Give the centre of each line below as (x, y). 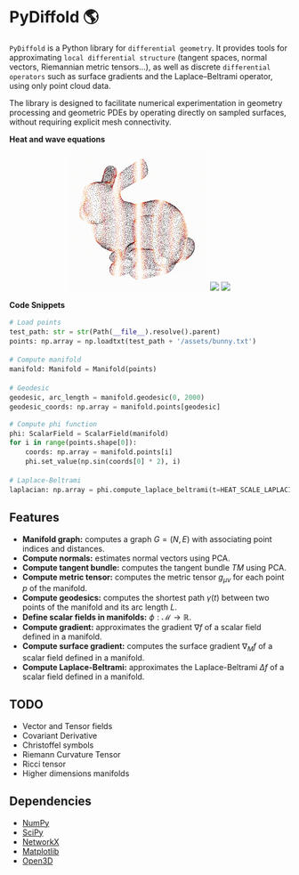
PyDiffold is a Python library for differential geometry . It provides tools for (148, 48)
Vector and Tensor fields (67, 725)
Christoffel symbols (58, 745)
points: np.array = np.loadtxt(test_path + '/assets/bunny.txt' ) (133, 341)
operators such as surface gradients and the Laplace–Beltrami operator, (141, 76)
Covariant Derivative (60, 735)
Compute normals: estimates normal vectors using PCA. (126, 558)
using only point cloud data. (60, 85)
